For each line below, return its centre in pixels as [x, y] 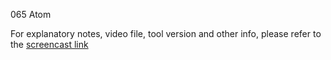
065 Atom [31, 14]
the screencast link [49, 44]
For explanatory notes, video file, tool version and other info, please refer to [166, 33]
